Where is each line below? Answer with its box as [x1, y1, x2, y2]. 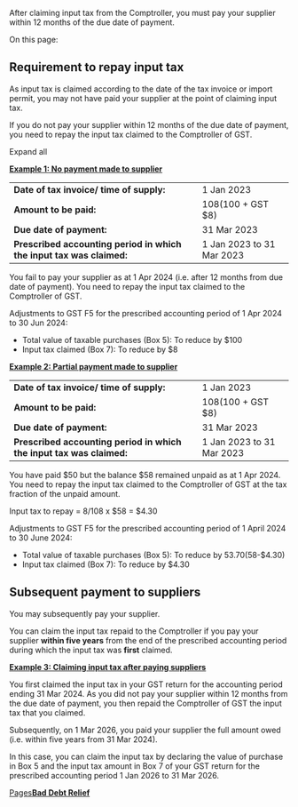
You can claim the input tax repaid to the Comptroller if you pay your [9, 626, 259, 636]
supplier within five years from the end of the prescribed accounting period [9, 635, 287, 645]
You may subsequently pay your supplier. [9, 608, 161, 619]
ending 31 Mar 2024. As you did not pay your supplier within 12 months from [9, 688, 288, 699]
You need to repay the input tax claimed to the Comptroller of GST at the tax [9, 479, 287, 490]
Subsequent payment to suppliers [9, 585, 201, 600]
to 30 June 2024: [9, 532, 73, 543]
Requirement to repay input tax [9, 60, 184, 75]
